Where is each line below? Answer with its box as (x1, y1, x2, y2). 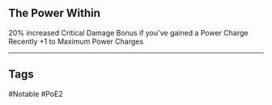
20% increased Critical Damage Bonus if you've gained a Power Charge (8, 27, 249, 37)
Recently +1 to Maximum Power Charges (8, 36, 144, 46)
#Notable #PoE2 (8, 89, 63, 99)
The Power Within (8, 6, 101, 20)
